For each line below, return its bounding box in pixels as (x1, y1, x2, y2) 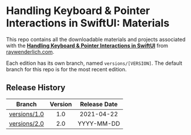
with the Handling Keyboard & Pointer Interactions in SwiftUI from (6, 42, 169, 49)
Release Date (80, 100, 118, 108)
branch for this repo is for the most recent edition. (6, 65, 127, 72)
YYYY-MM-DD (77, 119, 120, 127)
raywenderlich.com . (6, 48, 55, 55)
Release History (6, 83, 66, 93)
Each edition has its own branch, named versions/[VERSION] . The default (6, 60, 183, 67)
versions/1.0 (9, 110, 44, 118)
